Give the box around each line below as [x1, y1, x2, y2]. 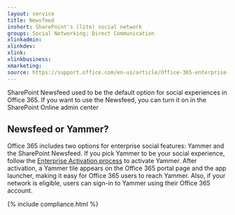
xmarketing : [7, 62, 42, 69]
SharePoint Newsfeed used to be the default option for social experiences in [7, 88, 227, 97]
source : [7, 69, 30, 76]
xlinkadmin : [7, 36, 42, 43]
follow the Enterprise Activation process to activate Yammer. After [7, 157, 197, 165]
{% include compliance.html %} [7, 200, 99, 209]
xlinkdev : [7, 43, 36, 50]
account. [7, 186, 33, 195]
